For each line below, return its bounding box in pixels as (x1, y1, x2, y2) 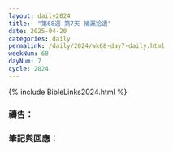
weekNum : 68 (8, 50, 49, 58)
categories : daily (8, 34, 71, 43)
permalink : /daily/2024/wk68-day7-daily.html (8, 42, 165, 50)
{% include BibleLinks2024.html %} (8, 87, 128, 97)
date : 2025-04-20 (8, 27, 67, 35)
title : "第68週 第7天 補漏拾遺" (8, 19, 112, 28)
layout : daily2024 (8, 11, 71, 20)
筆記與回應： (8, 132, 59, 144)
